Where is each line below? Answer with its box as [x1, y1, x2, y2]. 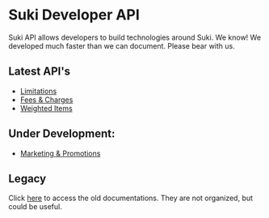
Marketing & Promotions [19, 148, 101, 158]
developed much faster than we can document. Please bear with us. [8, 41, 236, 50]
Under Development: [8, 127, 116, 141]
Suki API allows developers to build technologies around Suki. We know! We [8, 32, 261, 42]
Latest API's [8, 65, 71, 79]
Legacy [8, 172, 47, 186]
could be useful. [8, 202, 62, 212]
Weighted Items [19, 103, 73, 113]
